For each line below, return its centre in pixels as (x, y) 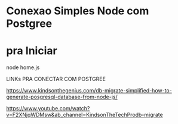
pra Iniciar (32, 51)
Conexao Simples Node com (78, 11)
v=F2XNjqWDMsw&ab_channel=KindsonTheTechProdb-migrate (85, 115)
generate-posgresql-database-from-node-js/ (62, 97)
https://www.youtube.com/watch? (48, 108)
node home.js (23, 67)
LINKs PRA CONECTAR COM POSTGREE (56, 79)
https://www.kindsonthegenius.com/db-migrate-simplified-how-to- (89, 91)
